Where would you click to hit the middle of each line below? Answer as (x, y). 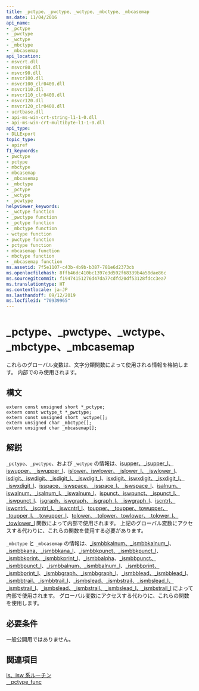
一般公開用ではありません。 (40, 639)
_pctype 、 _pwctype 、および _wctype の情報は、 (63, 463)
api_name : (18, 23)
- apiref (17, 145)
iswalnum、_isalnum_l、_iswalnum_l (50, 493)
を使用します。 (24, 603)
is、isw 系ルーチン (29, 675)
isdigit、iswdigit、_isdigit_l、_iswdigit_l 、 (56, 478)
